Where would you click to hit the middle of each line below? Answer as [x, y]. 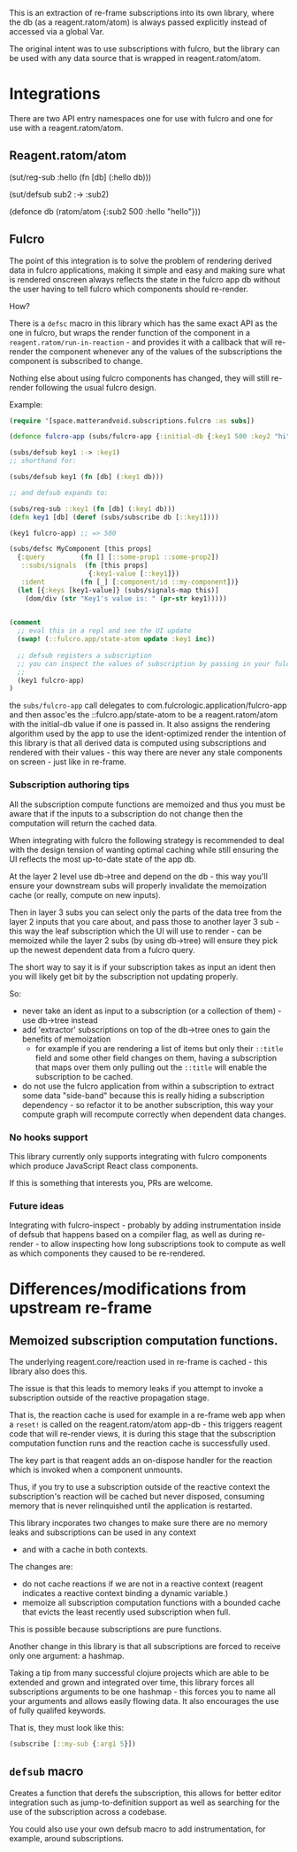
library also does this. [48, 1371]
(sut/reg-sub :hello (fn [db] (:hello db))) [80, 177]
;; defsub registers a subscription [84, 655]
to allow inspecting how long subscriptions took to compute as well [163, 1244]
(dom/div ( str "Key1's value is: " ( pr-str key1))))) [126, 598]
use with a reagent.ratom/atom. [66, 128]
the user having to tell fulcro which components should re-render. [129, 289]
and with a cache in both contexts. [85, 1550]
